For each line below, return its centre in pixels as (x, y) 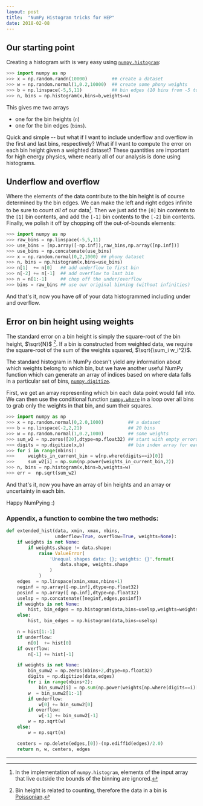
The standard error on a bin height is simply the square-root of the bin (93, 336)
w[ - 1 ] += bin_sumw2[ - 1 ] (68, 716)
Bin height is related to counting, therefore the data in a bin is (91, 790)
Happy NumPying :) (31, 502)
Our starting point (40, 47)
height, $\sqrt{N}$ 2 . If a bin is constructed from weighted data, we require (100, 343)
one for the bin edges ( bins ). (50, 125)
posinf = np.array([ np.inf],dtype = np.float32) (78, 593)
